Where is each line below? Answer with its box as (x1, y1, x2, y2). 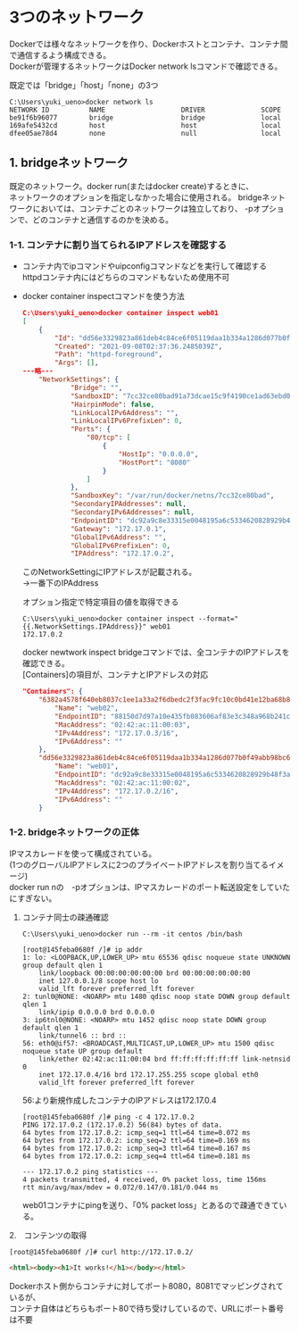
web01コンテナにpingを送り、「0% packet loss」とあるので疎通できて (21, 1199, 279, 1210)
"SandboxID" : (70, 391, 119, 401)
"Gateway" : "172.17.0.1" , (70, 524, 167, 533)
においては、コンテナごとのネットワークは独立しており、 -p (32, 203, 253, 213)
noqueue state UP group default (21, 1046, 143, 1055)
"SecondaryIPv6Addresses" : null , (70, 508, 195, 517)
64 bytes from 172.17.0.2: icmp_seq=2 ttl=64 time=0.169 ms (21, 1136, 251, 1145)
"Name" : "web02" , (54, 704, 119, 713)
